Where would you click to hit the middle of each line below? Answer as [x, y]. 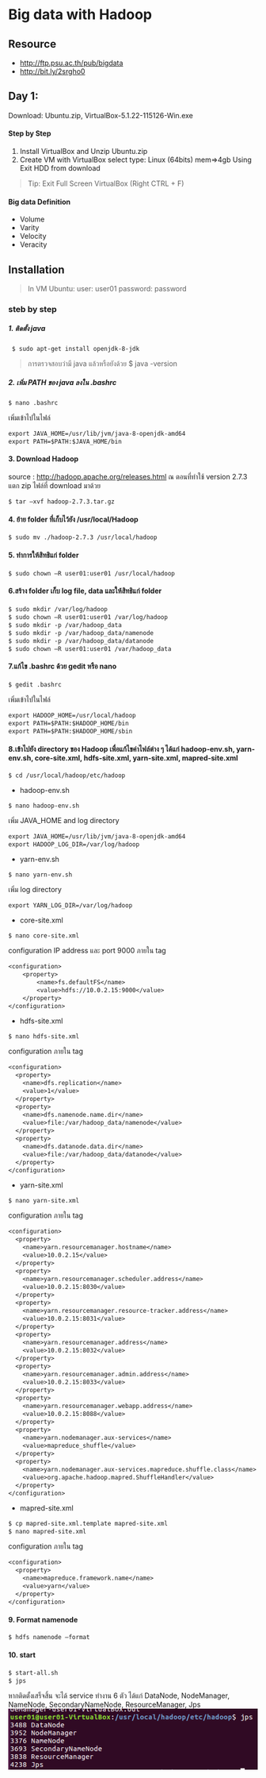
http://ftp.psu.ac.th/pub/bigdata [71, 63]
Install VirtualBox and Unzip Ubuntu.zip [84, 152]
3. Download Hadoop [44, 459]
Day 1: [23, 96]
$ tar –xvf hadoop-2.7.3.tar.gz [61, 502]
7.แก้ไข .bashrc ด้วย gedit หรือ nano [63, 666]
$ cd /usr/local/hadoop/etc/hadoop [67, 775]
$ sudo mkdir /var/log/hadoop [58, 609]
